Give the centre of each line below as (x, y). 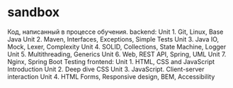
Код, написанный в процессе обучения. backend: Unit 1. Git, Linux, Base (115, 32)
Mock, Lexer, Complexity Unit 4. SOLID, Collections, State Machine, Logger (117, 46)
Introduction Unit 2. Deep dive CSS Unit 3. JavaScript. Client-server (106, 69)
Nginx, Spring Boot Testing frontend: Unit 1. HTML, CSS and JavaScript (111, 61)
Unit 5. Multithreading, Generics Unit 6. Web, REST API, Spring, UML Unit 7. (117, 54)
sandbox (34, 12)
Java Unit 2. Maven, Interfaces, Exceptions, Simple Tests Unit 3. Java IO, (113, 39)
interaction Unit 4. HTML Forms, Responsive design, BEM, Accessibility (111, 76)
